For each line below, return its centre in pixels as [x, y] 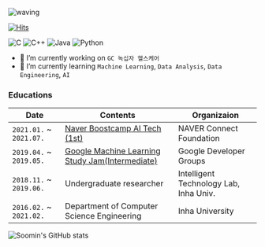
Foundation [199, 138]
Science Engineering [103, 216]
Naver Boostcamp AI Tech [113, 128]
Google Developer [212, 151]
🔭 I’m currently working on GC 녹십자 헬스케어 [90, 58]
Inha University [206, 211]
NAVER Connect [208, 128]
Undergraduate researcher [114, 183]
